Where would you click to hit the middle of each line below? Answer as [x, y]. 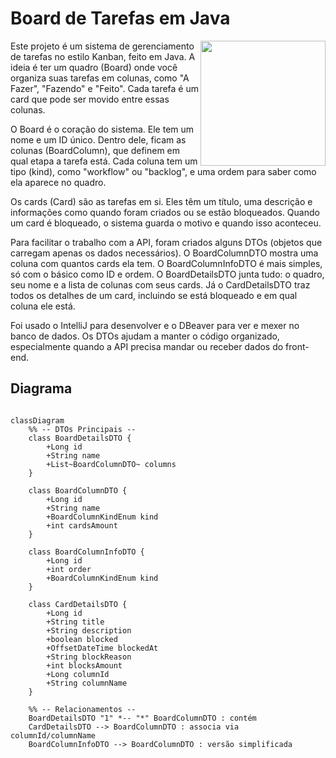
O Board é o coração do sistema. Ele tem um [102, 129]
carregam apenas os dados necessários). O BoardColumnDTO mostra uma [164, 253]
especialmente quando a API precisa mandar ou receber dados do [147, 346]
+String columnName [87, 683]
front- [297, 346]
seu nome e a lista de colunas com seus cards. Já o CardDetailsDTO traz [160, 284]
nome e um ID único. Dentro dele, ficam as [98, 139]
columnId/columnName [53, 735]
